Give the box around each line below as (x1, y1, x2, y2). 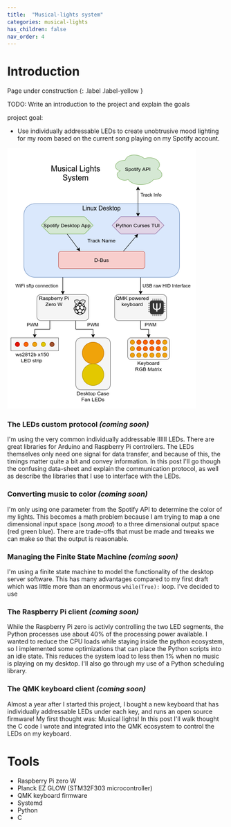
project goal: (7, 114, 44, 122)
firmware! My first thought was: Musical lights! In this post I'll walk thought (7, 714, 219, 723)
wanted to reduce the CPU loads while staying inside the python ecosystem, (7, 637, 225, 646)
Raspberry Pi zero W (17, 776, 77, 785)
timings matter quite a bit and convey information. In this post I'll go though (7, 457, 221, 465)
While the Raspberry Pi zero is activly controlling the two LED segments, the (7, 623, 224, 631)
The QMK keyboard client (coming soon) (7, 684, 147, 694)
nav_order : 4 (7, 33, 45, 40)
